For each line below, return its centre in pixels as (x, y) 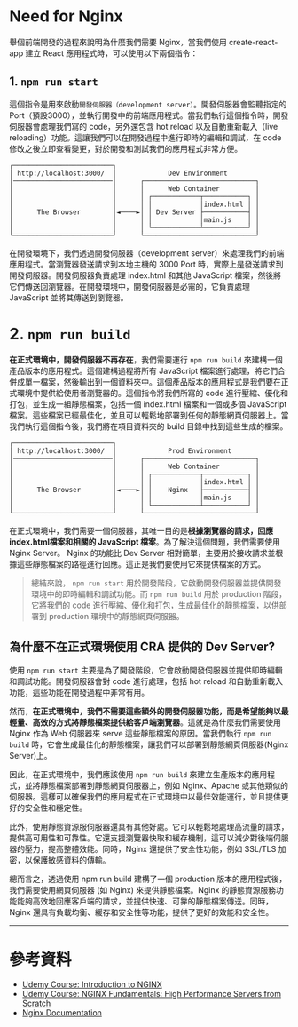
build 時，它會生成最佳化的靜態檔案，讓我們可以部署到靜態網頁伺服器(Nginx (149, 744)
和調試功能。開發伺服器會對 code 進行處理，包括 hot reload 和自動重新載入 (146, 681)
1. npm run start (54, 82)
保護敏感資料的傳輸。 (71, 860)
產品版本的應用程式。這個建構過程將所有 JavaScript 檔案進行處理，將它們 (144, 370)
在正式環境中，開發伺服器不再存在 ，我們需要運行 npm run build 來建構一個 (146, 359)
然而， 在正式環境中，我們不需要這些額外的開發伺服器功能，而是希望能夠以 (145, 711)
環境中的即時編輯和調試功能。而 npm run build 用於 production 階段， (159, 593)
